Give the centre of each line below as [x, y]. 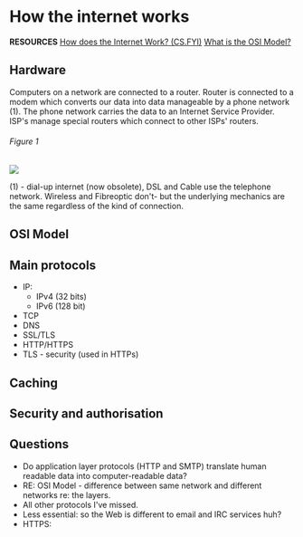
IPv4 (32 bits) [62, 297]
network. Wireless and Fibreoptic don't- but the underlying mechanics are [147, 196]
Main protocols [53, 265]
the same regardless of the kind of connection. [96, 206]
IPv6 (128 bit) [61, 306]
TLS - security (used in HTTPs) [80, 354]
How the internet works [99, 17]
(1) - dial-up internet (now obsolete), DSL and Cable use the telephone [140, 187]
